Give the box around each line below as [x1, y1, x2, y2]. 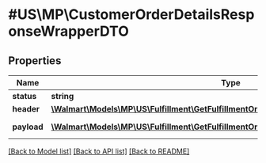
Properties [8, 54, 62, 67]
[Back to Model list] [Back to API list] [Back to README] [8, 146, 190, 156]
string [51, 91, 74, 101]
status [12, 91, 37, 101]
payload [12, 121, 44, 132]
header [12, 104, 40, 114]
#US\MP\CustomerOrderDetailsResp [8, 6, 255, 24]
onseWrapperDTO [8, 22, 129, 40]
